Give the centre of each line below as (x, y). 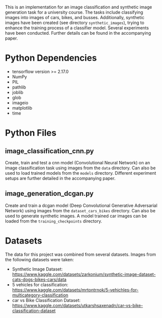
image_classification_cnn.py (49, 151)
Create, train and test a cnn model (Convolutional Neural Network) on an (78, 162)
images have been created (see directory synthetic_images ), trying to (75, 23)
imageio (20, 103)
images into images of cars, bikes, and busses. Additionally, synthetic (75, 17)
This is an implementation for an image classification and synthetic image (79, 7)
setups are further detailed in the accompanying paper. (60, 178)
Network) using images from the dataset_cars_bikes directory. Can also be (80, 210)
